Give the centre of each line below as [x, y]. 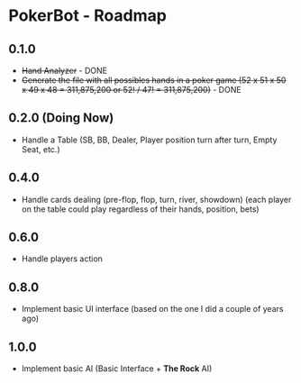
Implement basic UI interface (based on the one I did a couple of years [152, 309]
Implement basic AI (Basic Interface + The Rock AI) [117, 369]
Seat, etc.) [41, 149]
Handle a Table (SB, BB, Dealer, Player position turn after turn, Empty [149, 140]
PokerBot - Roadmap [88, 16]
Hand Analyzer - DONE [64, 70]
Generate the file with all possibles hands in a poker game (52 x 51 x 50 [154, 80]
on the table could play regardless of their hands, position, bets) [140, 209]
